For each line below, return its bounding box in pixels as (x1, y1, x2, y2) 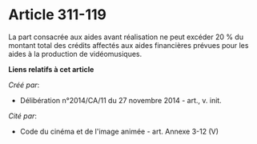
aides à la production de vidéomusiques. (8, 49, 143, 58)
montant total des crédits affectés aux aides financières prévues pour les (8, 40, 249, 50)
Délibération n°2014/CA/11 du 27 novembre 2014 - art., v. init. (19, 95, 222, 105)
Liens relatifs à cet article (8, 64, 94, 74)
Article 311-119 (8, 6, 106, 24)
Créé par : (8, 80, 40, 90)
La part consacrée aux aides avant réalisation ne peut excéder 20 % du (8, 32, 244, 42)
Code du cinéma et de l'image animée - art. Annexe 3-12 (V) (19, 126, 219, 136)
